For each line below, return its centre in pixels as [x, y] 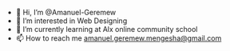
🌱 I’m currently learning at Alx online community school [107, 29]
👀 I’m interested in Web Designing [71, 21]
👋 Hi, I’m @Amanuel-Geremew [66, 12]
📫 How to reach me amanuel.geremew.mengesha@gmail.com [119, 38]
